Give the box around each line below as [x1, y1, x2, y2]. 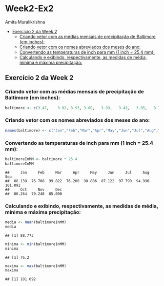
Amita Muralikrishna [5, 19, 45, 25]
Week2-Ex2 [5, 3, 54, 14]
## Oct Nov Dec [5, 187, 62, 192]
